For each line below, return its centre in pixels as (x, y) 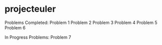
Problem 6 (15, 27)
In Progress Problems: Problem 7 (38, 37)
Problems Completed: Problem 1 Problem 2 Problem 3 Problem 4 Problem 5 (81, 22)
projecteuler (30, 9)
